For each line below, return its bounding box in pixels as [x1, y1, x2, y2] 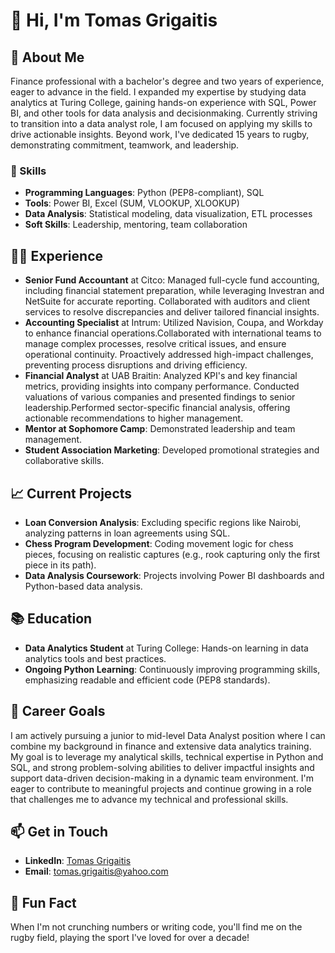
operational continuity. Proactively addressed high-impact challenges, [24, 349, 314, 361]
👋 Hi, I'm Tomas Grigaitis [10, 9, 218, 32]
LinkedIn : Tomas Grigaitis [24, 855, 132, 867]
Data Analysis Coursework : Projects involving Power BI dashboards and [24, 569, 325, 581]
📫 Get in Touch [10, 823, 109, 840]
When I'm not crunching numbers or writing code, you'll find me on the [10, 921, 303, 933]
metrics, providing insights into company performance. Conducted [24, 380, 300, 393]
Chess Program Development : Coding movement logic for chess [24, 537, 294, 549]
